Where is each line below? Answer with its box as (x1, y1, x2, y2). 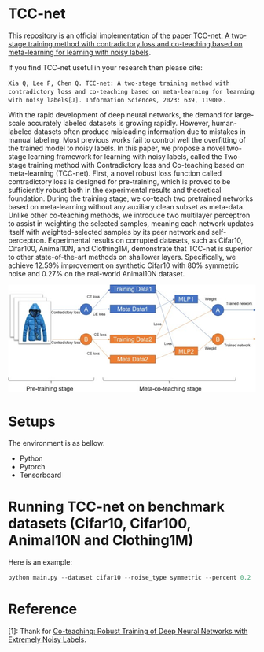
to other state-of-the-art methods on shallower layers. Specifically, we (8, 252, 236, 261)
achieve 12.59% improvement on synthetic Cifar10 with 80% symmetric (8, 261, 240, 270)
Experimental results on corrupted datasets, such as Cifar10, (47, 235, 244, 245)
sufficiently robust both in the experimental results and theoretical (8, 185, 222, 194)
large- (234, 109, 255, 119)
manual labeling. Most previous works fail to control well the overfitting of (8, 135, 246, 144)
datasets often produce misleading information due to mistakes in (34, 127, 246, 136)
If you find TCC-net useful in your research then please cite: (8, 62, 203, 72)
